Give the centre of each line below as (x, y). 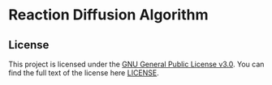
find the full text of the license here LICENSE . (84, 73)
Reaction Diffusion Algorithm (108, 15)
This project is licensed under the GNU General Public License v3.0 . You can (136, 64)
